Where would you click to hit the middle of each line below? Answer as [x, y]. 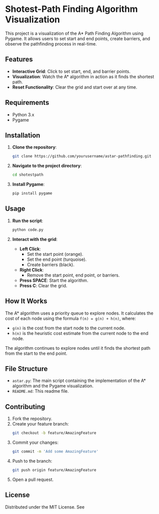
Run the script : [28, 221]
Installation [23, 135]
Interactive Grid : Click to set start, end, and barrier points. [71, 71]
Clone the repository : [34, 147]
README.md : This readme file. [40, 391]
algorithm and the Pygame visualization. [53, 386]
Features [19, 60]
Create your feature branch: [40, 424]
